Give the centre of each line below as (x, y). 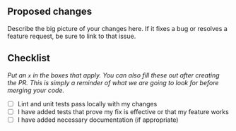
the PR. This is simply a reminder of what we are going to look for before (113, 82)
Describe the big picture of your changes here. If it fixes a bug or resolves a (117, 28)
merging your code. (36, 90)
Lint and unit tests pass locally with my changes (87, 104)
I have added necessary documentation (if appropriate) (98, 120)
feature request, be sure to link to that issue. (72, 36)
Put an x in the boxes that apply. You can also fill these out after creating (114, 75)
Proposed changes (50, 12)
